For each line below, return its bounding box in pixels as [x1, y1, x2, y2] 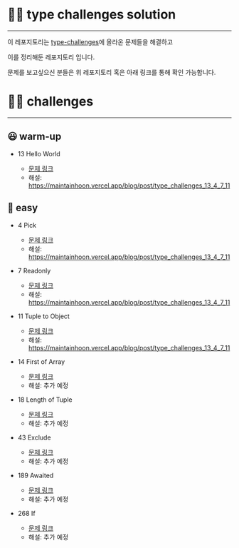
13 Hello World [17, 149, 60, 158]
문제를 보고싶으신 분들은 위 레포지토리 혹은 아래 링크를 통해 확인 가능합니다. [7, 68, 216, 76]
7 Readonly [17, 266, 51, 275]
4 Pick [17, 220, 37, 229]
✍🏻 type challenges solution [7, 6, 176, 23]
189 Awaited [17, 471, 54, 479]
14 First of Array [17, 357, 65, 366]
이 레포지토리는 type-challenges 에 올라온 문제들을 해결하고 [7, 37, 173, 46]
